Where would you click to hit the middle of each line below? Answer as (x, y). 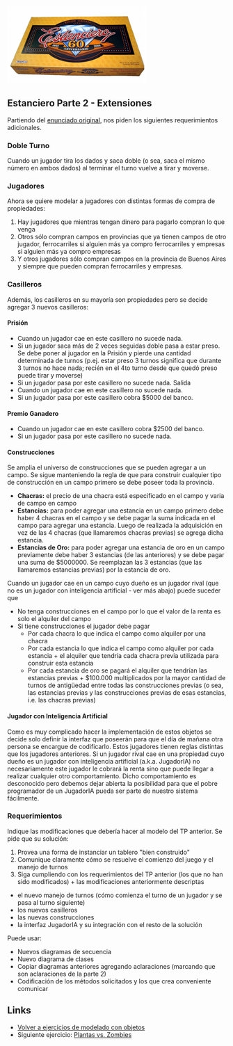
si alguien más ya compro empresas (69, 252)
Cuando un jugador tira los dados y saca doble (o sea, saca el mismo (106, 161)
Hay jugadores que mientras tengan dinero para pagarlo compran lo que (121, 222)
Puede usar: (24, 938)
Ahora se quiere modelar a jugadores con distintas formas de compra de (111, 201)
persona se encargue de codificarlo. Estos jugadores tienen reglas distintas (115, 746)
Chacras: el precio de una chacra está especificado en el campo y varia (121, 496)
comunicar (33, 988)
